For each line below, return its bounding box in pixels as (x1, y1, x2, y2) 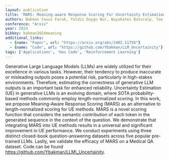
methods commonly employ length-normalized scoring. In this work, (19, 95, 161, 101)
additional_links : (5, 36, 44, 41)
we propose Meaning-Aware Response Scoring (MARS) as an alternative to (5, 101, 161, 107)
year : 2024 (5, 26, 28, 31)
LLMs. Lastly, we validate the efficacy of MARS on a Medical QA (21, 138, 154, 144)
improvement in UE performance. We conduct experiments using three (5, 127, 152, 133)
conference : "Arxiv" (5, 21, 49, 27)
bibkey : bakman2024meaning (5, 31, 62, 36)
